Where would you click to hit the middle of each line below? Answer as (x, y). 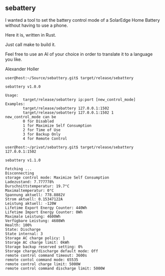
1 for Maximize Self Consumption (57, 126)
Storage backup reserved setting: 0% (44, 247)
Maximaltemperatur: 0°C (30, 190)
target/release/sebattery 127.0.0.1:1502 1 (68, 113)
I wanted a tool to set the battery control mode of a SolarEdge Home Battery (82, 20)
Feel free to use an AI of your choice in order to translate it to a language (79, 54)
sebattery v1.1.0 (23, 160)
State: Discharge (23, 230)
